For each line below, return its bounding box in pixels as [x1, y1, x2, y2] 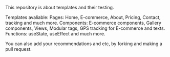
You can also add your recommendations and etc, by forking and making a [5, 41, 162, 47]
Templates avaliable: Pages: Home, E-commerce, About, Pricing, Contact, [5, 14, 161, 20]
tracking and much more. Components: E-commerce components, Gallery [5, 20, 161, 26]
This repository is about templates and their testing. [5, 5, 114, 10]
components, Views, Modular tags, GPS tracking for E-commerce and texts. [5, 25, 165, 31]
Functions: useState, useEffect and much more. [5, 31, 105, 36]
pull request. [5, 46, 32, 52]
